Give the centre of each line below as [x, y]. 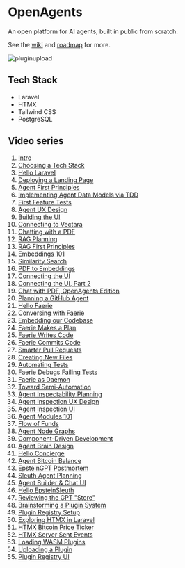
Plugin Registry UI [43, 556]
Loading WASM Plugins [51, 542]
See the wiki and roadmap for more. [59, 44]
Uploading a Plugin [45, 549]
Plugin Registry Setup [49, 512]
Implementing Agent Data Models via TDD [78, 195]
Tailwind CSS [37, 111]
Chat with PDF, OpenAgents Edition [69, 291]
